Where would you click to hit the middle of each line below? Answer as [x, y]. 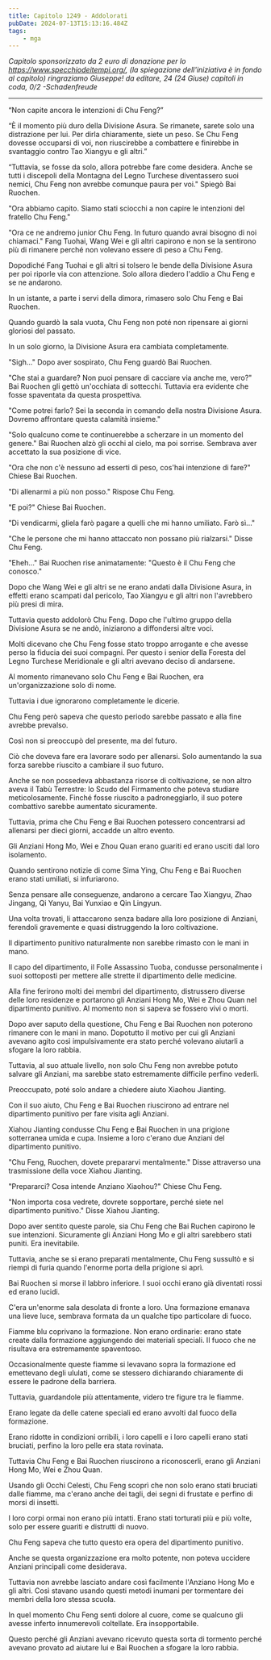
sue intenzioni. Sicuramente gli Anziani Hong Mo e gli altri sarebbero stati [130, 1235]
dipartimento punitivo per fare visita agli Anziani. [89, 1114]
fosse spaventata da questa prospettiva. [75, 395]
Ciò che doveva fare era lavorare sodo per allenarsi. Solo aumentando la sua [135, 757]
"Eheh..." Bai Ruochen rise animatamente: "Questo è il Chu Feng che [122, 563]
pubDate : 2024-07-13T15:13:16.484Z [68, 23]
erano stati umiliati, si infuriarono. [64, 879]
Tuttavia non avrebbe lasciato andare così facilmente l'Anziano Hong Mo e [132, 1583]
